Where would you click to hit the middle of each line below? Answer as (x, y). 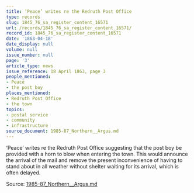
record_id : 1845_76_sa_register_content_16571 (64, 33)
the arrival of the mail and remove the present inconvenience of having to (94, 160)
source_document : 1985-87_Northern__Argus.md (62, 131)
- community (20, 120)
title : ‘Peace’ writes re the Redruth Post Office (69, 11)
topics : (15, 109)
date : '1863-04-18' (30, 39)
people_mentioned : (28, 77)
